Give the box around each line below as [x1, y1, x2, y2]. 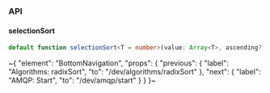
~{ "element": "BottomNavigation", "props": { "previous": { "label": [8, 58, 229, 68]
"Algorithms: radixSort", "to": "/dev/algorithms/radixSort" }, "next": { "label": [8, 67, 261, 76]
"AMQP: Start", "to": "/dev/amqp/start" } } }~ [8, 75, 156, 85]
